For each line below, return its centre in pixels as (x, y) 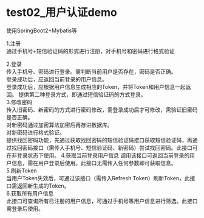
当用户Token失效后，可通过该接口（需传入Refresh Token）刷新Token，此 (98, 178)
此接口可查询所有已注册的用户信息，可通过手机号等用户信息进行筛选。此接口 (102, 201)
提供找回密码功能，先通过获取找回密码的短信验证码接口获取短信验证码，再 (99, 140)
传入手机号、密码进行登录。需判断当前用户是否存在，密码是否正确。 (91, 71)
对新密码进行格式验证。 (36, 132)
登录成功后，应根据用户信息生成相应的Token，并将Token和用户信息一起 (96, 86)
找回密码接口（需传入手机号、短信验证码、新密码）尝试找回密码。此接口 (102, 147)
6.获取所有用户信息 (30, 193)
